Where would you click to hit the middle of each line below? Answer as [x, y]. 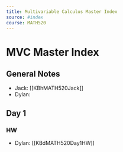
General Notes [33, 74]
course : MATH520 [26, 23]
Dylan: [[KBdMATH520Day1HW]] [54, 143]
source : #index [25, 17]
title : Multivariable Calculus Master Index [62, 12]
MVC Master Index [53, 52]
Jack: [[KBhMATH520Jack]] [49, 88]
